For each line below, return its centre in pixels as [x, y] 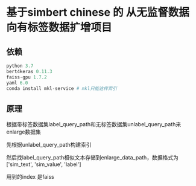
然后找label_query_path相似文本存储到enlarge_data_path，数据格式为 [93, 158]
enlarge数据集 [24, 132]
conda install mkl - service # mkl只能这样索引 [62, 88]
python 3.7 [20, 66]
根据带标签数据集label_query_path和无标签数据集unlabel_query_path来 [94, 124]
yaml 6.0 [17, 83]
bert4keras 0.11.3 [29, 71]
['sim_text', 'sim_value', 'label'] [44, 164]
